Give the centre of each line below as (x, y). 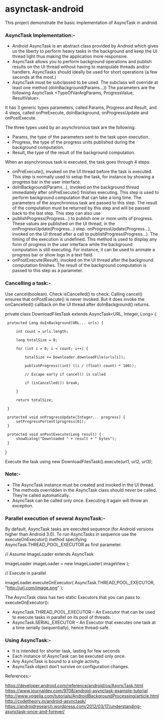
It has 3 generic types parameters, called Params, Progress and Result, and (81, 108)
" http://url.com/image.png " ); (34, 588)
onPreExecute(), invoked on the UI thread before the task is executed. (82, 172)
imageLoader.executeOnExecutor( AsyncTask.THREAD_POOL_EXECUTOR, (80, 583)
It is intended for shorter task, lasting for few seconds (66, 651)
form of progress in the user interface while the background (72, 245)
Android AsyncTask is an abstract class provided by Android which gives (85, 46)
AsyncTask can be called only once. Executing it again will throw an (80, 500)
